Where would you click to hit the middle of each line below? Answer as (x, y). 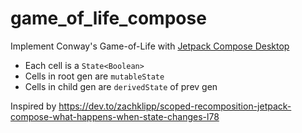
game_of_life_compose (108, 18)
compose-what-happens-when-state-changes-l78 (115, 116)
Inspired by (33, 106)
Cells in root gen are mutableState (94, 76)
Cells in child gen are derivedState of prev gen (121, 86)
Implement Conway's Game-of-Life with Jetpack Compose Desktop (150, 46)
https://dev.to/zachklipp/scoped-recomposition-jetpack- (175, 106)
